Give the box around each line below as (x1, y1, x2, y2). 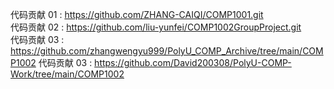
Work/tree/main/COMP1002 (10, 68, 125, 80)
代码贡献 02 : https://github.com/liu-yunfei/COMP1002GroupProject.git (10, 21, 302, 33)
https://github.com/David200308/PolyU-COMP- (94, 57, 292, 68)
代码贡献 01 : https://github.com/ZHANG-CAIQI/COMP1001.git (10, 9, 264, 20)
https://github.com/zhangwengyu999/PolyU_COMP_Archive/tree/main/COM (10, 45, 324, 57)
